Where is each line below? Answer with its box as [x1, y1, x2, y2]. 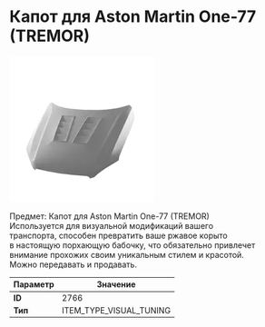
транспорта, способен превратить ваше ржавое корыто [9, 230, 229, 241]
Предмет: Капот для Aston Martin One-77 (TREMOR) [9, 211, 211, 222]
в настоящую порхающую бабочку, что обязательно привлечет [9, 239, 256, 251]
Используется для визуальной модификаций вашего [9, 220, 214, 231]
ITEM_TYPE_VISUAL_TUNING [62, 304, 171, 315]
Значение [96, 279, 136, 290]
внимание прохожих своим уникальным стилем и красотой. [9, 249, 245, 260]
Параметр [13, 279, 54, 290]
